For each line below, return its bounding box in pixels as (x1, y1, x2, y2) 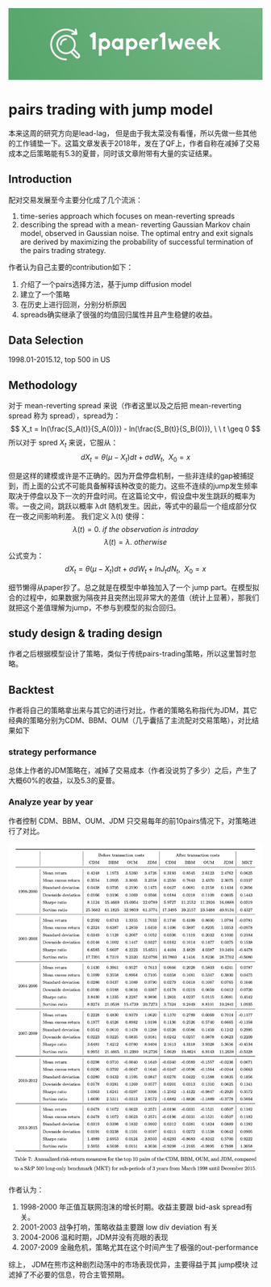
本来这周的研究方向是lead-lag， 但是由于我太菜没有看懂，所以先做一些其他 (8, 128, 257, 137)
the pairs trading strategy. (19, 245, 106, 255)
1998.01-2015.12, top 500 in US (8, 355, 110, 365)
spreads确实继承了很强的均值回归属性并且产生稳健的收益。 (19, 310, 217, 319)
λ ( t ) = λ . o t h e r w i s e (103, 537, 168, 546)
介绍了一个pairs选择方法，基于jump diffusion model (19, 279, 192, 289)
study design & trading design (8, 627, 163, 640)
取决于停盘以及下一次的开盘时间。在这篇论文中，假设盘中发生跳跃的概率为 (8, 491, 256, 500)
